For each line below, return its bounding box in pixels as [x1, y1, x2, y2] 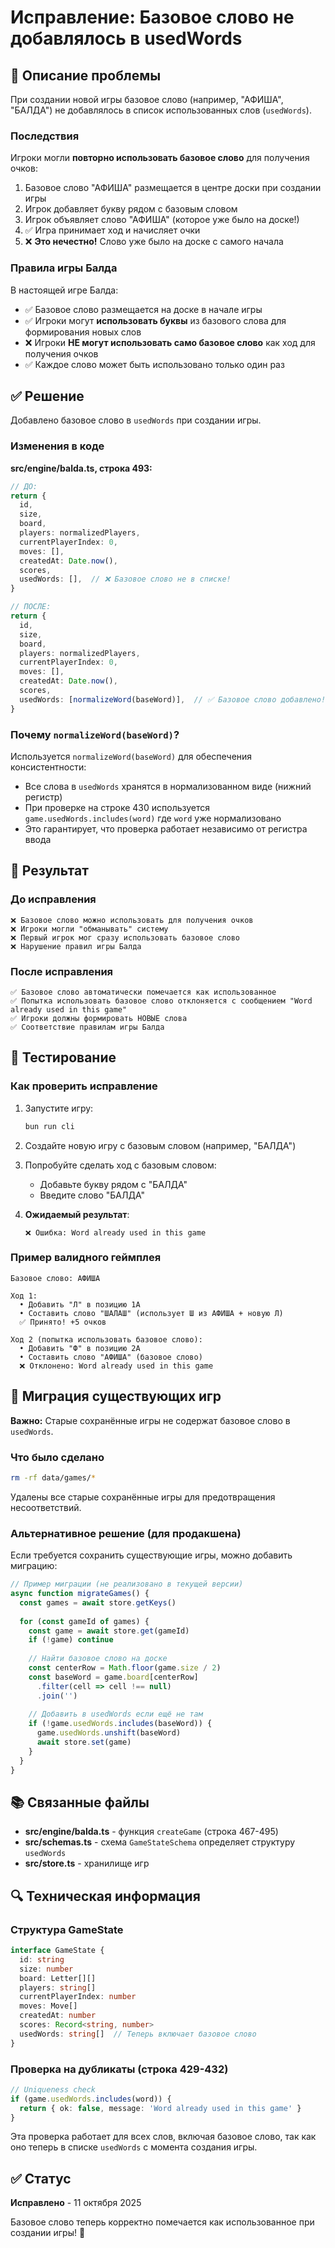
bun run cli [24, 1121, 75, 1131]
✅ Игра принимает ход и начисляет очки [24, 224, 201, 236]
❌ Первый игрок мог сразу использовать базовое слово [10, 932, 240, 943]
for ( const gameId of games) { [19, 1616, 150, 1626]
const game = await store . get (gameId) [28, 1626, 190, 1636]
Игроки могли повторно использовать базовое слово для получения [10, 152, 310, 164]
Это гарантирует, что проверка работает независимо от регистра [24, 823, 308, 835]
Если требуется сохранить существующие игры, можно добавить [10, 1549, 293, 1561]
